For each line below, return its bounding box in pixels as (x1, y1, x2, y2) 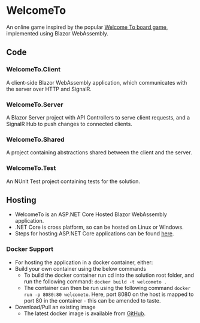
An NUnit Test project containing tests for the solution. (6, 178, 141, 185)
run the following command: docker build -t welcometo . (23, 277, 167, 285)
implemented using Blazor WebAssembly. (6, 29, 109, 37)
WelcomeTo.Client (6, 65, 61, 74)
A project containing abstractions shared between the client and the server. (6, 149, 193, 156)
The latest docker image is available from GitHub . (23, 310, 146, 317)
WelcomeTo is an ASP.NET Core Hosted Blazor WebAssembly (14, 211, 168, 218)
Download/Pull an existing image (14, 303, 96, 310)
